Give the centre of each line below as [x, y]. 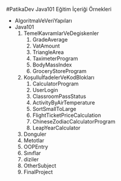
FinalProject [38, 172]
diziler [31, 159]
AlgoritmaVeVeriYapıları [43, 20]
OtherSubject [40, 166]
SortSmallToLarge [54, 109]
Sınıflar [32, 153]
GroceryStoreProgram [60, 71]
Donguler [35, 134]
